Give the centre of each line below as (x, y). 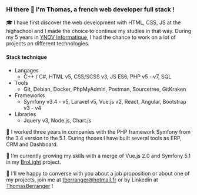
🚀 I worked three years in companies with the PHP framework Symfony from (98, 131)
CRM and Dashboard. (32, 144)
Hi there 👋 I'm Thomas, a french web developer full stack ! (90, 9)
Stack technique (26, 57)
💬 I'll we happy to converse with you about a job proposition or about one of (98, 173)
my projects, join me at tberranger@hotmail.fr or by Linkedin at (82, 180)
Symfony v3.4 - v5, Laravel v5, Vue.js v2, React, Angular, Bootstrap (105, 101)
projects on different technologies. (48, 44)
